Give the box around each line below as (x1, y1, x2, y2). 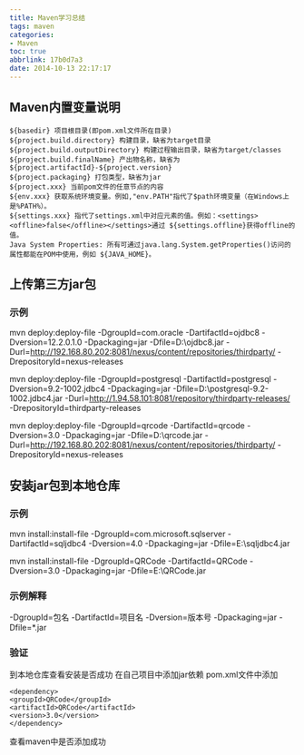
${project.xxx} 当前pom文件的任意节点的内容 (9, 182, 164, 191)
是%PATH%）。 (9, 201, 52, 211)
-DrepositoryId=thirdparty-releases (9, 403, 142, 414)
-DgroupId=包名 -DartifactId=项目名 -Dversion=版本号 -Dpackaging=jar (9, 612, 278, 623)
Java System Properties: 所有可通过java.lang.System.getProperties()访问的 (9, 240, 292, 250)
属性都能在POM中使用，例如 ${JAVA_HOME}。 (9, 250, 156, 259)
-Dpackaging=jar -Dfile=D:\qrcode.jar (62, 430, 203, 441)
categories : (9, 30, 54, 39)
